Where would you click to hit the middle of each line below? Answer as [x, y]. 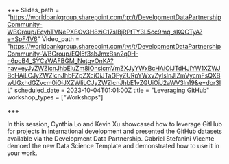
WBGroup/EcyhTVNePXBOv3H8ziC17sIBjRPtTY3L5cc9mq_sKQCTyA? [105, 32]
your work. [22, 153]
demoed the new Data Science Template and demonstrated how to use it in [113, 146]
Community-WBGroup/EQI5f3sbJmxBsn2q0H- [73, 54]
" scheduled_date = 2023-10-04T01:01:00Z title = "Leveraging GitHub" [110, 90]
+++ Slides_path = [33, 10]
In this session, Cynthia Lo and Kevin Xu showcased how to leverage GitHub [115, 124]
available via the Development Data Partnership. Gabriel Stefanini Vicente [111, 139]
